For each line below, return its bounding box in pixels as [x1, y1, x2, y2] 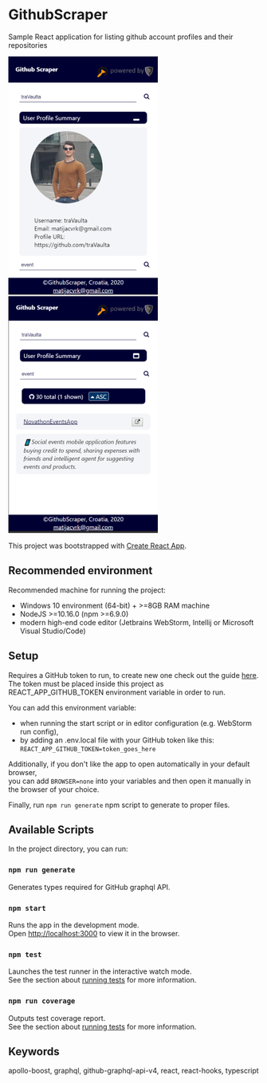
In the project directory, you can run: [8, 844, 128, 854]
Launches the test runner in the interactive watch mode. [8, 967, 193, 976]
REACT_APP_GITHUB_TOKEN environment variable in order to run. [8, 687, 226, 697]
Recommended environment [8, 564, 153, 577]
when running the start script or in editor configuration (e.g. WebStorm [19, 718, 253, 727]
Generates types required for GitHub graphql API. [8, 882, 171, 892]
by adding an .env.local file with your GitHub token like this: [19, 735, 215, 745]
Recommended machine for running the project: [8, 585, 166, 595]
